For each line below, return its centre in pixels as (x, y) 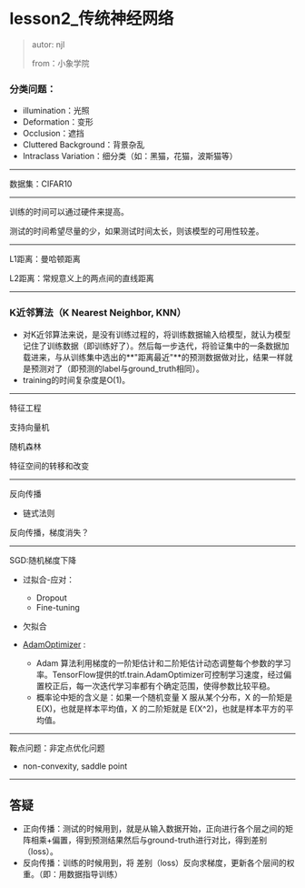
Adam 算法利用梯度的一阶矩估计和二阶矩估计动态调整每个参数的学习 (163, 663)
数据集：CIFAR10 (41, 184)
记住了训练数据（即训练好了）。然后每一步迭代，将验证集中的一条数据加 (156, 346)
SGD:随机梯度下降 (43, 560)
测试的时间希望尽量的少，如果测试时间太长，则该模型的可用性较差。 (137, 231)
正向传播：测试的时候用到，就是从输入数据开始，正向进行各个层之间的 (154, 829)
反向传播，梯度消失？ (49, 532)
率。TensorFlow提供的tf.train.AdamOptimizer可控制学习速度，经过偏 (164, 674)
